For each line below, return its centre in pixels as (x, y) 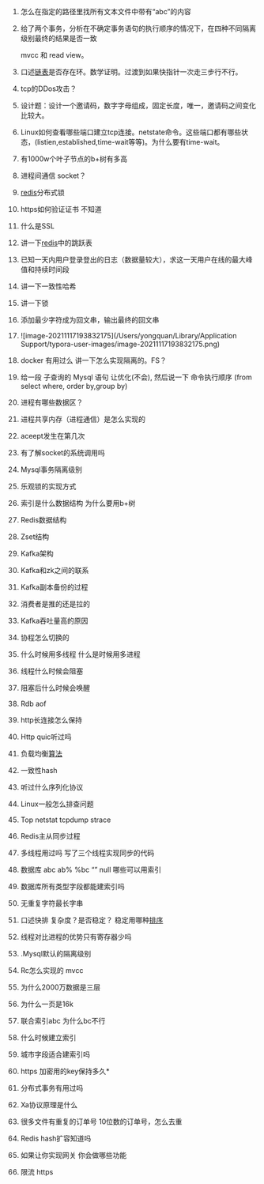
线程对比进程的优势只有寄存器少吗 (76, 937)
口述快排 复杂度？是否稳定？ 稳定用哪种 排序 (92, 920)
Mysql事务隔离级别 (51, 469)
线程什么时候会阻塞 (52, 671)
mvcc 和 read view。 (54, 55)
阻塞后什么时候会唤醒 (55, 688)
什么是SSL (37, 226)
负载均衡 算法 (41, 754)
